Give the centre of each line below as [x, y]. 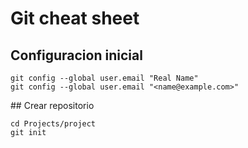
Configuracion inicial [76, 55]
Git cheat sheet [75, 18]
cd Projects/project [53, 124]
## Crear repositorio [52, 105]
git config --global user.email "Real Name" [104, 78]
